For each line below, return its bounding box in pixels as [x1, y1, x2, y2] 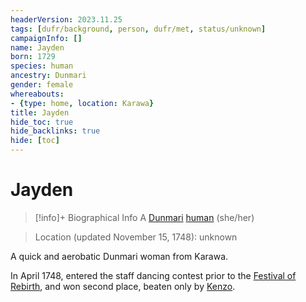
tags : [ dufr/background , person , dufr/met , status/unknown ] [10, 24, 267, 34]
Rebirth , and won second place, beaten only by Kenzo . [10, 280, 236, 292]
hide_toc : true [10, 117, 74, 127]
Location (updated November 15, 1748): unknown [34, 231, 238, 243]
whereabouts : [10, 89, 65, 99]
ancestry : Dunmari [10, 71, 87, 81]
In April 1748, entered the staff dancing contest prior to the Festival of [10, 269, 297, 281]
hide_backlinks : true [10, 126, 101, 136]
